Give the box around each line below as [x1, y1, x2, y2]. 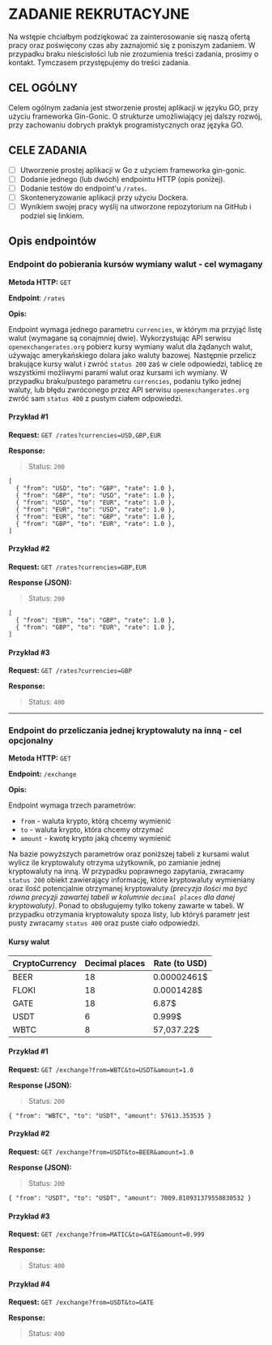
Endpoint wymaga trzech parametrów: [8, 800, 136, 810]
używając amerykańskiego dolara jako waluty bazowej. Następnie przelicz [8, 350, 257, 360]
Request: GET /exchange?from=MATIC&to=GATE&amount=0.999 [8, 1229, 205, 1239]
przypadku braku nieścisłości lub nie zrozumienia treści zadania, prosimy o [8, 49, 259, 58]
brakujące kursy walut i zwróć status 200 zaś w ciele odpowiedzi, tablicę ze [8, 359, 263, 369]
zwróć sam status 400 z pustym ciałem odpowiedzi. [8, 393, 183, 403]
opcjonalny [8, 735, 54, 747]
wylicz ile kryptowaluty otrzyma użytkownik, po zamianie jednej [8, 858, 221, 868]
